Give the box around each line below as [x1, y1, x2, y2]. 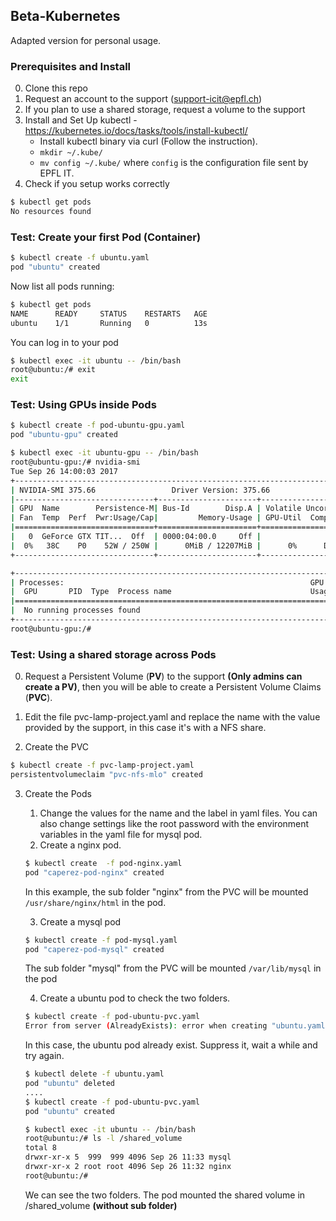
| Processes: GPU [10, 577, 325, 588]
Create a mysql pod [39, 915, 122, 928]
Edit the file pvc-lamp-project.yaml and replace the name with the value [24, 711, 321, 723]
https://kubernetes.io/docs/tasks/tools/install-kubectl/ [24, 125, 248, 137]
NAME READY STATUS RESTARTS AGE [10, 309, 208, 319]
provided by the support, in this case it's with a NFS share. [24, 722, 267, 734]
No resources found [10, 206, 92, 216]
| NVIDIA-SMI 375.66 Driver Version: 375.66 [10, 485, 271, 495]
